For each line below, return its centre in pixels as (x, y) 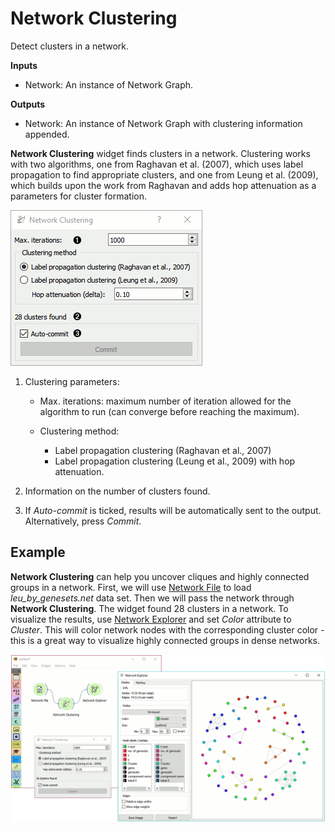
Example (38, 552)
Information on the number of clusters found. (117, 491)
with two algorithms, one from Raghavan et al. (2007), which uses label (157, 164)
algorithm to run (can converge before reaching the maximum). (169, 411)
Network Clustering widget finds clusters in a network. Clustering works (160, 153)
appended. (47, 134)
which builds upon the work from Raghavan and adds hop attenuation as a (163, 185)
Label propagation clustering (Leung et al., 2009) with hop (175, 461)
